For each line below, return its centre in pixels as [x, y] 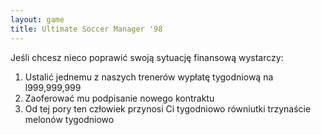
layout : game [37, 19]
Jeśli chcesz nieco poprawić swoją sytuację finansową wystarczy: [147, 57]
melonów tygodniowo [69, 119]
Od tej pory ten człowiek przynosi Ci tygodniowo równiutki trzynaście [168, 108]
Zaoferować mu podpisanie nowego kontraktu [119, 98]
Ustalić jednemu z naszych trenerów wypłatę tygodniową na [149, 77]
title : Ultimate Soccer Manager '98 [86, 29]
